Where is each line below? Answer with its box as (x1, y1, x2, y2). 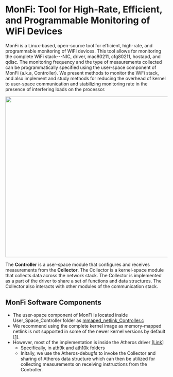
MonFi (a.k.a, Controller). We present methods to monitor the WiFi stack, (5, 69, 160, 76)
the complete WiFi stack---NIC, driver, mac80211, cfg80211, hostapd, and (5, 53, 161, 60)
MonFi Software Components (5, 298, 101, 307)
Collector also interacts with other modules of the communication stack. (5, 283, 158, 289)
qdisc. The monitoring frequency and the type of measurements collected (5, 59, 162, 65)
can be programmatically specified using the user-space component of (5, 64, 157, 70)
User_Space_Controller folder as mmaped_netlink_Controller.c (12, 317, 144, 324)
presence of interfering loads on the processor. (5, 86, 106, 92)
